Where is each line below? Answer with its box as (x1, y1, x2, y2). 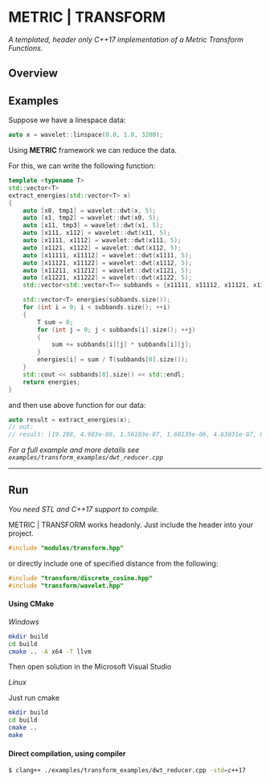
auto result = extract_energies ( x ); (8, 415, 131, 424)
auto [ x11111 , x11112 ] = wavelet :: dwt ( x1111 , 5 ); (22, 251, 193, 259)
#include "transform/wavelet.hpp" (8, 582, 125, 590)
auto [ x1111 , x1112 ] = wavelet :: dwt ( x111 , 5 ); (22, 237, 182, 245)
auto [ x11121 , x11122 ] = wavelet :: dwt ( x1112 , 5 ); (22, 258, 193, 267)
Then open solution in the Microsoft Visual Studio (8, 662, 172, 672)
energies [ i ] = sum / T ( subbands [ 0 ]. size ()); (37, 356, 189, 364)
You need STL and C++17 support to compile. (8, 504, 159, 514)
